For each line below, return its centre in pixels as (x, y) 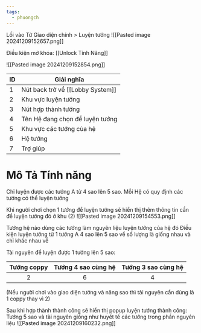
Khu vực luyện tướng (51, 99)
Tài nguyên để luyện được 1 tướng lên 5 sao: (61, 252)
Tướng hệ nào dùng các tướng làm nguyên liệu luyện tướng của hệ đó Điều (99, 228)
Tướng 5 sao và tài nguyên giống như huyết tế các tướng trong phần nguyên (101, 317)
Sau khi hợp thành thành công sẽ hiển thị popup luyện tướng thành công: (97, 311)
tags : (13, 12)
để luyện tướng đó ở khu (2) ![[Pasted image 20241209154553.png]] (91, 216)
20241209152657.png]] (35, 41)
